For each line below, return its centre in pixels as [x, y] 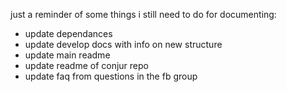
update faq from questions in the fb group [111, 76]
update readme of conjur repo [86, 65]
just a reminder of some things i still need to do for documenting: [143, 14]
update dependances [68, 33]
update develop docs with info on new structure [123, 44]
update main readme [67, 55]
